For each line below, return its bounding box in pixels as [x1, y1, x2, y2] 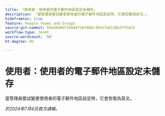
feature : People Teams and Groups [5, 21, 76, 26]
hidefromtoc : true [5, 16, 43, 21]
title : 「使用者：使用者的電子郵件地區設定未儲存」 [5, 7, 97, 12]
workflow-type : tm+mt [5, 30, 50, 35]
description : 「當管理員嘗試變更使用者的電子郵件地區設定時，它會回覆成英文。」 [5, 12, 149, 17]
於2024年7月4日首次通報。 [5, 106, 60, 112]
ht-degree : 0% [5, 39, 34, 44]
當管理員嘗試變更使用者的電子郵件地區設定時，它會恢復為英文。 [5, 95, 134, 101]
